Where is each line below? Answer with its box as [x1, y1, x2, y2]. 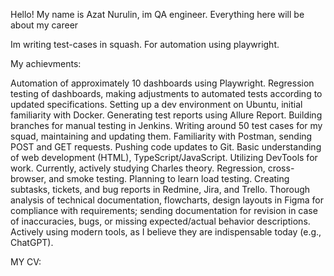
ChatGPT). [10, 237, 54, 248]
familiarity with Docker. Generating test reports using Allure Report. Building [10, 109, 323, 121]
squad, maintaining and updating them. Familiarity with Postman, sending [10, 130, 313, 142]
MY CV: [10, 256, 42, 268]
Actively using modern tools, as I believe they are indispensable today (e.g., [10, 226, 322, 238]
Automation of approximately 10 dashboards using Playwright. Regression [10, 77, 315, 89]
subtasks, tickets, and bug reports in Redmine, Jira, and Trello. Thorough [10, 184, 311, 195]
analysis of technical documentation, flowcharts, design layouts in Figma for [10, 194, 324, 206]
